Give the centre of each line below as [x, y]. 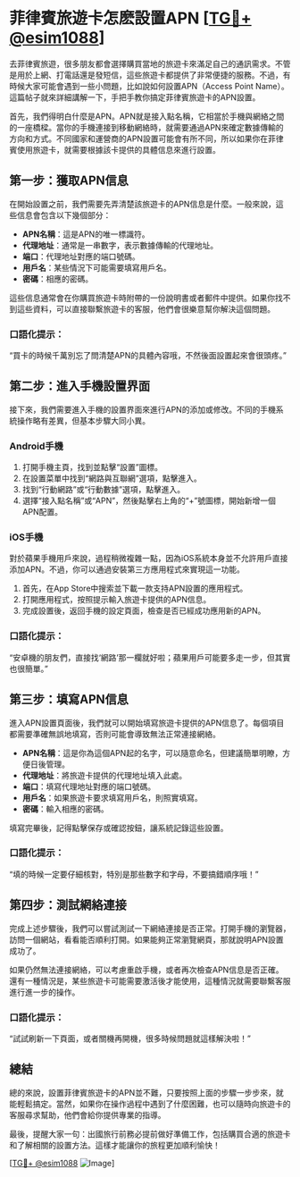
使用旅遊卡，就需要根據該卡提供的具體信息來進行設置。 [118, 149]
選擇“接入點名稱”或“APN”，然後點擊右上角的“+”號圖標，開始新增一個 [149, 500]
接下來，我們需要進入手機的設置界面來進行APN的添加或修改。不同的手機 [143, 409]
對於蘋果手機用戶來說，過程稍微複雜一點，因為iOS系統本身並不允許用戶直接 [149, 559]
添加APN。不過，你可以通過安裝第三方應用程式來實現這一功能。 [127, 569]
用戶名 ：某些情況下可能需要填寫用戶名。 [96, 267]
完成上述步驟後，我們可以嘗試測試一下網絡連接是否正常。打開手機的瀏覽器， [150, 928]
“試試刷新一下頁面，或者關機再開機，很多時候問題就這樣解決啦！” [130, 1038]
